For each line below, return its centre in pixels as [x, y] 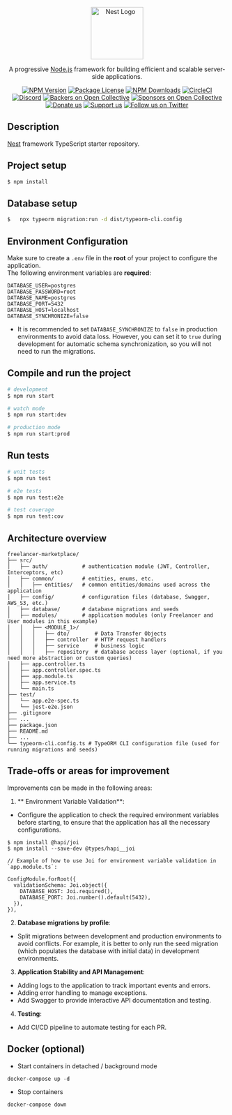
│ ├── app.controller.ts [46, 664]
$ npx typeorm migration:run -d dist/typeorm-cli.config [95, 220]
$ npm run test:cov [36, 516]
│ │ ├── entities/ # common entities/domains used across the [109, 585]
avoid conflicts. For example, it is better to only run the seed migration [118, 943]
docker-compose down [37, 1105]
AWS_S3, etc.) [28, 603]
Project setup [37, 166]
